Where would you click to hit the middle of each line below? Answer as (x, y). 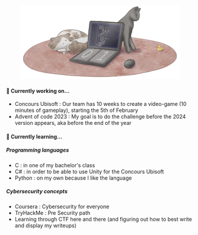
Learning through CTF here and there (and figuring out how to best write (103, 219)
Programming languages (38, 150)
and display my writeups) (46, 225)
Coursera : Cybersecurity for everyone (62, 206)
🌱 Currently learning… (34, 136)
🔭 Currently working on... (38, 90)
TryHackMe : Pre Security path (52, 212)
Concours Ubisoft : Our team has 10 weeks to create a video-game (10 (100, 104)
